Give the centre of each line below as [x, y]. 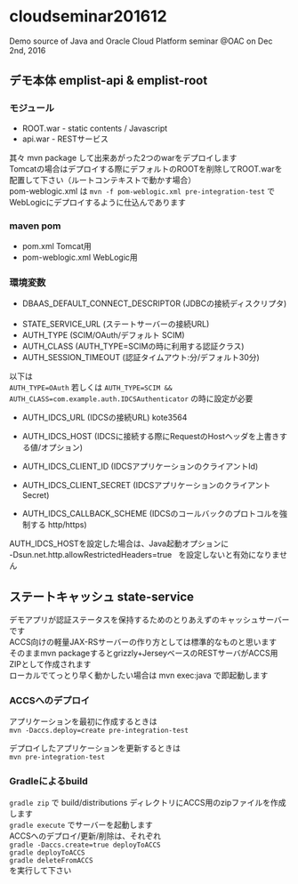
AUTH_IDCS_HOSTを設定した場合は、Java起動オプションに [119, 543]
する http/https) [58, 525]
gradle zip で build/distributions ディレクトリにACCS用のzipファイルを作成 [148, 802]
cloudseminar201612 [88, 16]
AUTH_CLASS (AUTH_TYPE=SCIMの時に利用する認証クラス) [133, 346]
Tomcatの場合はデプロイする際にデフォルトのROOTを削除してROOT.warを [146, 169]
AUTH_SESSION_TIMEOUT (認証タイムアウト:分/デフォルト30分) [141, 358]
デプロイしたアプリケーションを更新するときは [95, 748]
